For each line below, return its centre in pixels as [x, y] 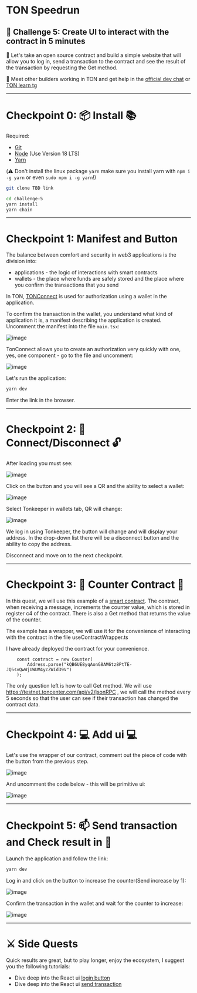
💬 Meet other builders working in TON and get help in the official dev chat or [98, 79]
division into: [21, 261]
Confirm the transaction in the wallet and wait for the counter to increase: [95, 903]
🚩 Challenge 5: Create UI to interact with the [88, 32]
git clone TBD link [30, 188]
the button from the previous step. [47, 762]
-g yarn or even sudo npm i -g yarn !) [51, 177]
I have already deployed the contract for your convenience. [78, 649]
